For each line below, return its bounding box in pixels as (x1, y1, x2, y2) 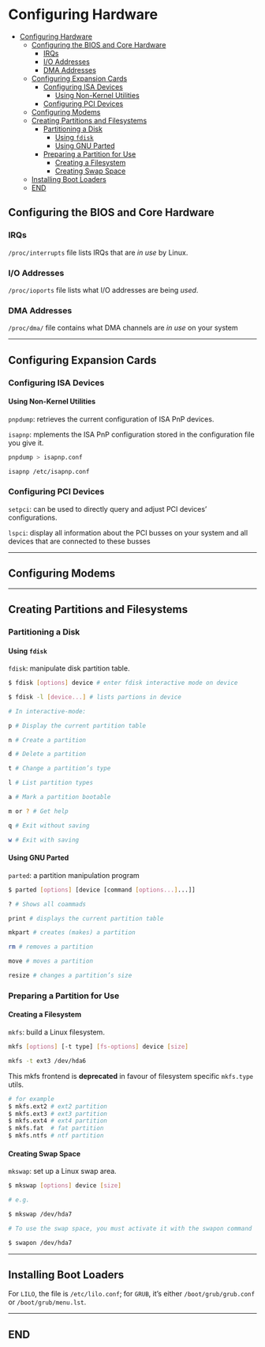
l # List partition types (8, 779, 93, 787)
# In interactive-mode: (8, 707, 87, 715)
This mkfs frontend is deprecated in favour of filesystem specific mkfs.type (8, 1071, 254, 1080)
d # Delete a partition (8, 750, 87, 759)
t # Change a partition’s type (8, 765, 111, 773)
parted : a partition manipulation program (8, 870, 140, 880)
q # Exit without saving (8, 821, 90, 830)
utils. (8, 1080, 24, 1089)
